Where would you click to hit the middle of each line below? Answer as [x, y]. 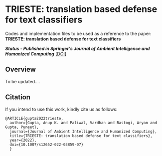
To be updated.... [23, 81]
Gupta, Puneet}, [22, 127]
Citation [18, 97]
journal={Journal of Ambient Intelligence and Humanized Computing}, [83, 131]
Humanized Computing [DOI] [36, 54]
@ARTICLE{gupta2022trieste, [34, 118]
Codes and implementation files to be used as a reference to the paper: [79, 33]
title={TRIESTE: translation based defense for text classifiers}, [81, 136]
